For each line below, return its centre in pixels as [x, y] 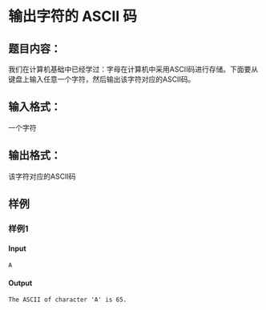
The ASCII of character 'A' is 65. [68, 300]
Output [20, 283]
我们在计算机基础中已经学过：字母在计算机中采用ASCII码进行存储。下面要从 [133, 69]
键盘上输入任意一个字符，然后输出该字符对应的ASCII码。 [102, 79]
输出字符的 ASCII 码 [73, 16]
